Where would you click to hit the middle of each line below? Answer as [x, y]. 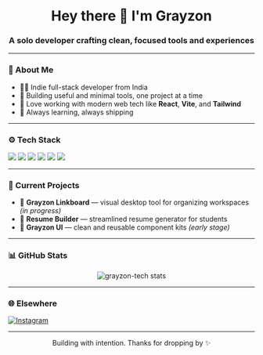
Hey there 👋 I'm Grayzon [131, 16]
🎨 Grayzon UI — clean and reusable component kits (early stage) [124, 227]
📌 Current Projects [44, 185]
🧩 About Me [31, 70]
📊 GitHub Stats [38, 255]
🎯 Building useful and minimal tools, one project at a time [111, 95]
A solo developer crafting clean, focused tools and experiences [131, 41]
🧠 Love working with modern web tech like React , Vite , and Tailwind [130, 103]
